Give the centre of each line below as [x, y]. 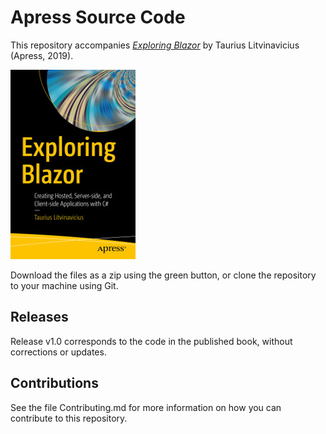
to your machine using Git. [64, 285]
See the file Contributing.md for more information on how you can [146, 407]
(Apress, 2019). [42, 55]
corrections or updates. [58, 352]
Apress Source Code [98, 17]
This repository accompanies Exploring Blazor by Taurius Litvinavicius [155, 45]
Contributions [54, 383]
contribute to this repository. [69, 418]
